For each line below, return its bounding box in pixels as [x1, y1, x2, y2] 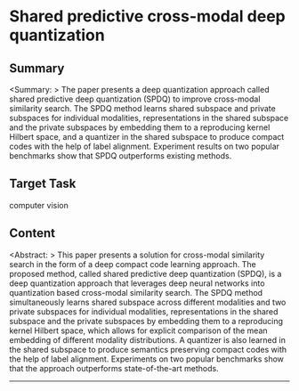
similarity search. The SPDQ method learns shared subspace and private [9, 103, 276, 113]
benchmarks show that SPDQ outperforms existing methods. [9, 151, 232, 161]
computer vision [9, 200, 69, 210]
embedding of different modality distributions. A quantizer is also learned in [9, 334, 287, 345]
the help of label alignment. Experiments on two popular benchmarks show [9, 354, 285, 364]
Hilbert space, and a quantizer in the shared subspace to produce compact [9, 132, 285, 142]
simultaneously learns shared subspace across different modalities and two [9, 297, 287, 307]
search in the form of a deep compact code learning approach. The [9, 258, 256, 269]
